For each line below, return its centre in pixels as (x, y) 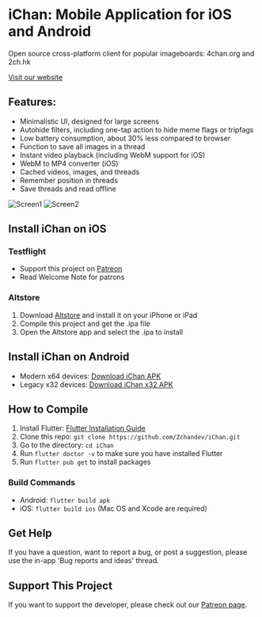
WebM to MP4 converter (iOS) (69, 163)
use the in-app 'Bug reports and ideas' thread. (84, 561)
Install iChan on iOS (57, 229)
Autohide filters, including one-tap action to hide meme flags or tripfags (137, 129)
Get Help (30, 533)
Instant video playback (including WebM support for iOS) (112, 155)
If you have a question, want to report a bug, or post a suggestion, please (128, 552)
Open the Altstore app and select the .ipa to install (101, 331)
